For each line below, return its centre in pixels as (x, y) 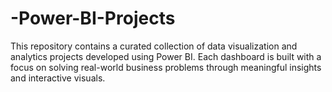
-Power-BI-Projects (93, 18)
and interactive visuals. (58, 78)
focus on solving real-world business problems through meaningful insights (166, 67)
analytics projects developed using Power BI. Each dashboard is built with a (166, 56)
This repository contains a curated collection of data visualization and (154, 46)
